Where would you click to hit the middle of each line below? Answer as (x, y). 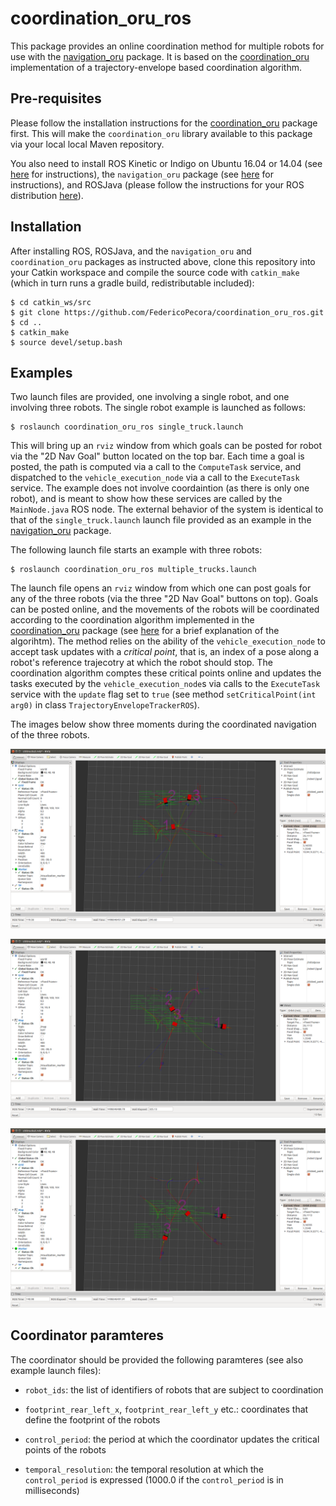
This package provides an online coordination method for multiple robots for (167, 46)
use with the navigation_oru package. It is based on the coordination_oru (160, 56)
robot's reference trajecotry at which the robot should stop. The (141, 663)
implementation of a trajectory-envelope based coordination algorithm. (156, 67)
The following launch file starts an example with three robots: (136, 550)
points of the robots (65, 1449)
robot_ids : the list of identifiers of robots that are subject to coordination (174, 1389)
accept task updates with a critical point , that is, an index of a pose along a (165, 652)
